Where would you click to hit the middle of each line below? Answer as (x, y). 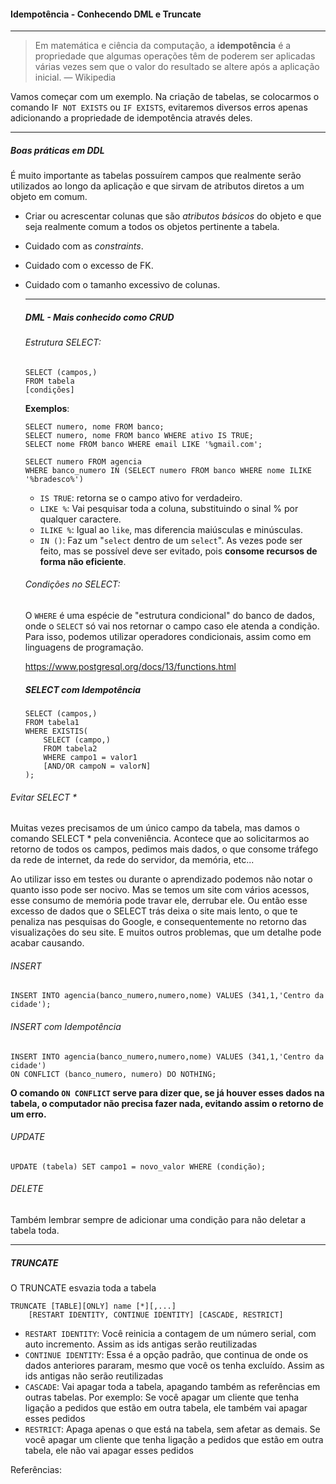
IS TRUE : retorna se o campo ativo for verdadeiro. (141, 497)
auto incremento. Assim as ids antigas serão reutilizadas (141, 1344)
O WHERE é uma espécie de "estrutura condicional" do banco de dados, (169, 615)
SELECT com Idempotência (83, 689)
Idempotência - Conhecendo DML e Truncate (106, 14)
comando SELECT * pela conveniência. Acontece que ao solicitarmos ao (160, 839)
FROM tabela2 (70, 748)
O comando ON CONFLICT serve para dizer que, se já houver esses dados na (167, 1092)
